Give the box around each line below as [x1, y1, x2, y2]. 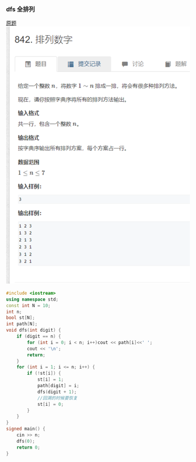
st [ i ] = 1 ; [37, 377, 64, 382]
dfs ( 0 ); [16, 438, 35, 444]
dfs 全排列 [6, 5, 35, 13]
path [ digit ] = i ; [37, 383, 80, 389]
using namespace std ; [6, 296, 59, 302]
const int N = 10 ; [6, 302, 51, 308]
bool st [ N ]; [6, 315, 35, 321]
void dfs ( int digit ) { [6, 327, 61, 333]
